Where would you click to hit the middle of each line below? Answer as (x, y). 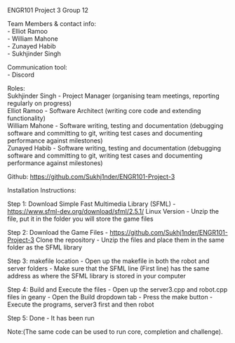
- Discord (21, 75)
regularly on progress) (40, 103)
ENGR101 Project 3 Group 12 (48, 10)
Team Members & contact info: (52, 24)
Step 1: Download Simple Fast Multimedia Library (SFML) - (92, 204)
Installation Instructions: (42, 190)
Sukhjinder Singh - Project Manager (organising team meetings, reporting (113, 96)
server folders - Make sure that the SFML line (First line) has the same (108, 268)
